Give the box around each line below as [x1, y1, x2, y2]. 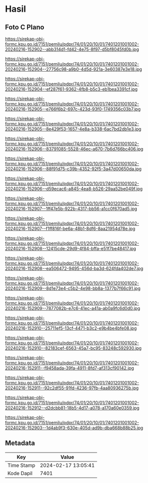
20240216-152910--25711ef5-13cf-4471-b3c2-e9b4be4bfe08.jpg [5, 325, 137, 331]
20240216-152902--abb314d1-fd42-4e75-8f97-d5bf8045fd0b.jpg [5, 47, 139, 52]
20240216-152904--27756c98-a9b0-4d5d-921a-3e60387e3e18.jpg [5, 66, 143, 72]
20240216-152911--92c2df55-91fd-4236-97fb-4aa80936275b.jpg [5, 385, 139, 391]
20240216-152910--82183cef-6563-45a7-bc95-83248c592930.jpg [5, 345, 142, 351]
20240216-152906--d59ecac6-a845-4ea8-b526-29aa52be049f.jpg [5, 186, 143, 192]
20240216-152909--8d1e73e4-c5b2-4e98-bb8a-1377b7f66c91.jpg [5, 285, 141, 291]
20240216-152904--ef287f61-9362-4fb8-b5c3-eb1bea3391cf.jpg [5, 86, 138, 92]
